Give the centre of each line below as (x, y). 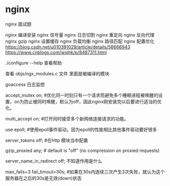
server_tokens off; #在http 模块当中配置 (47, 140)
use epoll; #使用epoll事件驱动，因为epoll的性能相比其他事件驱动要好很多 (81, 129)
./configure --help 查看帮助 (34, 63)
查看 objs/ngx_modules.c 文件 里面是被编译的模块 (57, 73)
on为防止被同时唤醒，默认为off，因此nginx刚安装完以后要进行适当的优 (88, 101)
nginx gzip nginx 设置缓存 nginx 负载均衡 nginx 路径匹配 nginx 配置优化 (80, 41)
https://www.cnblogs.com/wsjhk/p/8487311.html (56, 52)
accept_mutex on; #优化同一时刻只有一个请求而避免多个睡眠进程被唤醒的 (82, 95)
